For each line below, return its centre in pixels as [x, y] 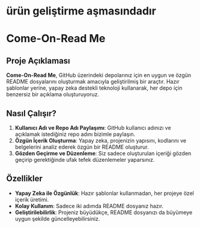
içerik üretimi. [32, 199]
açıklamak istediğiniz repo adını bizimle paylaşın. [75, 134]
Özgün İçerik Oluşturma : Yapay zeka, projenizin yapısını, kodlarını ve [101, 140]
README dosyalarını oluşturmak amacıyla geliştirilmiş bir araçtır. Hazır [93, 82]
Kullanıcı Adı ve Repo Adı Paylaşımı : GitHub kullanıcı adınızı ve [93, 128]
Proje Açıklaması [38, 60]
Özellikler [25, 179]
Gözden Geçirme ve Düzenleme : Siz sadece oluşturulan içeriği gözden [103, 153]
